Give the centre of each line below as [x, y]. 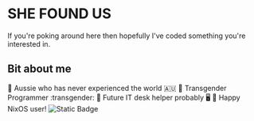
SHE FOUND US [60, 14]
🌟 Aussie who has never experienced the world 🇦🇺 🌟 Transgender [117, 88]
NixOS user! [27, 108]
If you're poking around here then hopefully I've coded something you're [127, 36]
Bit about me [39, 69]
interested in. [29, 43]
